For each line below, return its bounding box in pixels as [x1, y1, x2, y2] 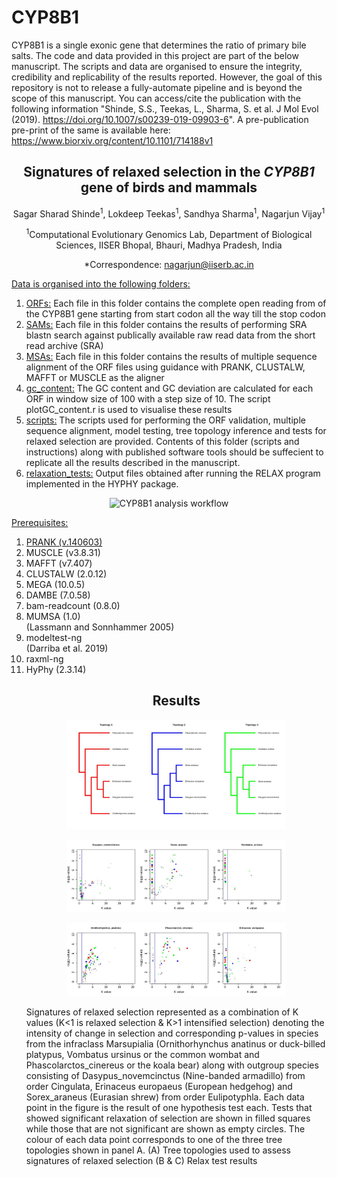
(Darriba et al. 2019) [25, 642, 109, 655]
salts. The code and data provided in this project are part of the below [11, 49, 299, 61]
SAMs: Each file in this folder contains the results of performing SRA [25, 319, 308, 331]
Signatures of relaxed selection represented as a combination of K [25, 1006, 299, 1018]
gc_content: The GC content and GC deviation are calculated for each [25, 382, 314, 395]
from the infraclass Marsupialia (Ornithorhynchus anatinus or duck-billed [25, 1037, 326, 1050]
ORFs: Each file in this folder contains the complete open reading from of [25, 297, 327, 310]
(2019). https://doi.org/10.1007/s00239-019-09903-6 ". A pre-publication [11, 113, 309, 125]
